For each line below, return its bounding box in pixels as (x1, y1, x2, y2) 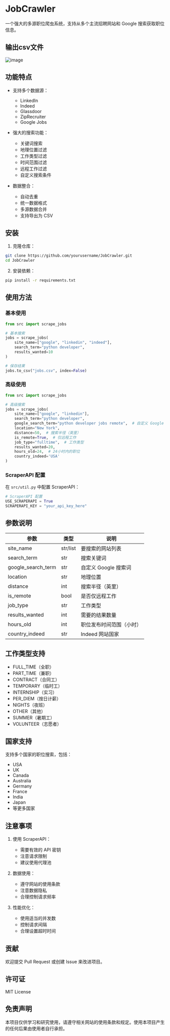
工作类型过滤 (20, 153, 47, 159)
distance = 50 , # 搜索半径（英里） (14, 430, 81, 435)
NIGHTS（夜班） (12, 702, 48, 708)
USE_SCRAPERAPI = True (5, 499, 53, 504)
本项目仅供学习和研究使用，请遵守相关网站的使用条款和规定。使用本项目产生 (5, 1019, 165, 1025)
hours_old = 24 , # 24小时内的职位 (14, 449, 80, 454)
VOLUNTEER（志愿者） (12, 721, 62, 727)
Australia (12, 778, 31, 784)
